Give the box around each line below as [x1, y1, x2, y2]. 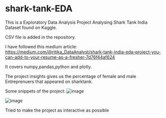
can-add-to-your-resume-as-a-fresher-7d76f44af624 [5, 54, 115, 60]
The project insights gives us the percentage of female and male [5, 73, 136, 79]
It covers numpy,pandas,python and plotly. [5, 64, 92, 70]
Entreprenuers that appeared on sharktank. [5, 79, 93, 84]
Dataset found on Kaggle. [5, 24, 57, 30]
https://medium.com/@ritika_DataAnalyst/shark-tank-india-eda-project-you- [5, 49, 161, 55]
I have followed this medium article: [5, 43, 78, 49]
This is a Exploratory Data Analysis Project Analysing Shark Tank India [5, 19, 148, 25]
